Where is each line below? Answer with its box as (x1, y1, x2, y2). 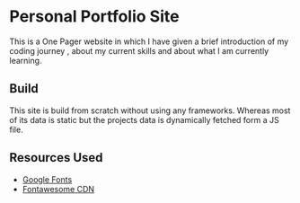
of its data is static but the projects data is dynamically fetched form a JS (9, 114, 280, 125)
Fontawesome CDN (22, 183, 95, 194)
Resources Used (9, 150, 103, 165)
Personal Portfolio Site (9, 6, 180, 27)
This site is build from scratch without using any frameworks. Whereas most (9, 105, 291, 116)
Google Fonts (22, 173, 73, 185)
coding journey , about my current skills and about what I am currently (9, 45, 269, 56)
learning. (9, 55, 42, 66)
